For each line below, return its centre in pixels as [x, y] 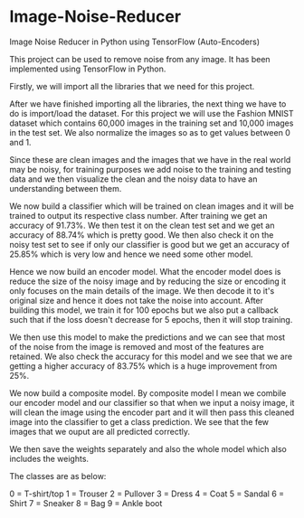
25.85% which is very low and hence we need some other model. [131, 254]
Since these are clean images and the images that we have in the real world [150, 159]
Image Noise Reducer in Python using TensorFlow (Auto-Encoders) [135, 42]
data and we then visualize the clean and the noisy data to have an [133, 179]
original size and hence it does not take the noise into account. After [137, 300]
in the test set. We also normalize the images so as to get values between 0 [150, 132]
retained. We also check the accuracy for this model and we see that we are [151, 356]
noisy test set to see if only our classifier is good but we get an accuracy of [149, 244]
